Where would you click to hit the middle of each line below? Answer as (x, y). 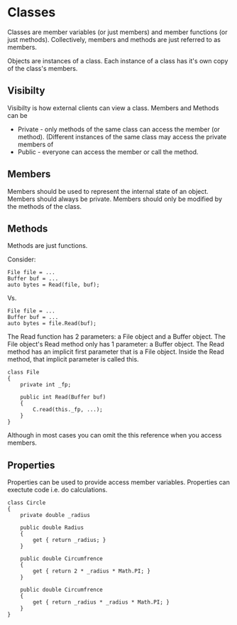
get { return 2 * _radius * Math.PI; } (92, 571)
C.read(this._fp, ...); (68, 410)
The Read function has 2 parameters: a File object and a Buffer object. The (116, 337)
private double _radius (55, 516)
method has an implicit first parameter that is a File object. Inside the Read (116, 352)
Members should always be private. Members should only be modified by (115, 199)
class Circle (27, 503)
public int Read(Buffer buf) (63, 397)
